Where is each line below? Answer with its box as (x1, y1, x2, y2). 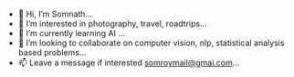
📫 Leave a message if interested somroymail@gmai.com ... (17, 57, 240, 68)
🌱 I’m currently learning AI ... (17, 28, 126, 38)
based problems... (17, 47, 87, 58)
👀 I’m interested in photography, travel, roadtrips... (17, 18, 207, 29)
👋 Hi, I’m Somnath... (17, 9, 93, 19)
